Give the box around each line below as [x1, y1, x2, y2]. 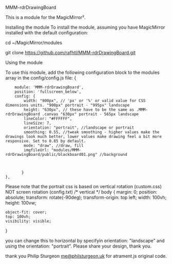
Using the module [5, 59, 43, 66]
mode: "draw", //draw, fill [24, 143, 84, 148]
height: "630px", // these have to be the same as [24, 107, 135, 112]
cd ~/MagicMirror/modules [5, 39, 63, 46]
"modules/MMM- [51, 148, 82, 153]
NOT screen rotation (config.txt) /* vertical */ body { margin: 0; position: [5, 189, 158, 195]
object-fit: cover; [5, 210, 47, 215]
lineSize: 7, [24, 120, 52, 126]
